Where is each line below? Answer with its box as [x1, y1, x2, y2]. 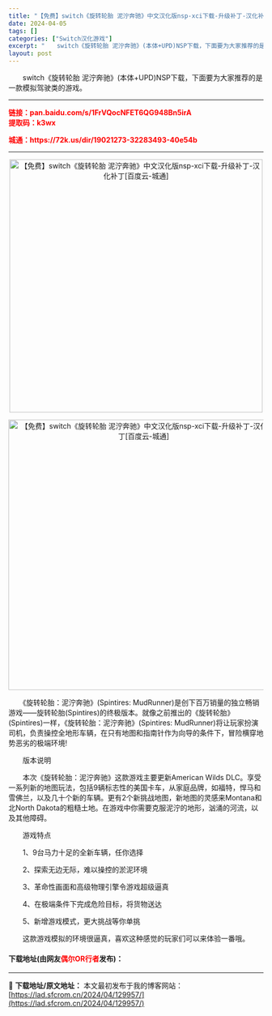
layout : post [8, 49, 53, 58]
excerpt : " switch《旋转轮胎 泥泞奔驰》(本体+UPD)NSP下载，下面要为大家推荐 [8, 42, 253, 50]
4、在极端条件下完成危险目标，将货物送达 [22, 899, 163, 908]
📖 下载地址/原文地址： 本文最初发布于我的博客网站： [8, 981, 184, 991]
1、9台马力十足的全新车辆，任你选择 [22, 847, 144, 857]
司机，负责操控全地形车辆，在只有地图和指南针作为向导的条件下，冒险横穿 [8, 728, 257, 737]
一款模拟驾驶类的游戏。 [8, 83, 87, 92]
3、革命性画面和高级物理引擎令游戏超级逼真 [22, 882, 169, 891]
